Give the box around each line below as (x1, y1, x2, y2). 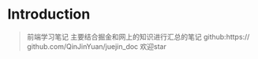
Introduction (7, 5, 91, 23)
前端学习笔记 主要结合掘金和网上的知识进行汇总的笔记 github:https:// (26, 32, 250, 41)
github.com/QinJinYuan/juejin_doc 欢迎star (26, 41, 166, 51)
